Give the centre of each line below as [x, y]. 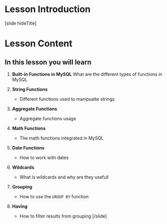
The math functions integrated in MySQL [62, 138]
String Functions [30, 89]
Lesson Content [38, 44]
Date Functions [28, 147]
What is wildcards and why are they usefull [64, 177]
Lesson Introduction [48, 9]
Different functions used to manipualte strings [67, 99]
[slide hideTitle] [21, 23]
